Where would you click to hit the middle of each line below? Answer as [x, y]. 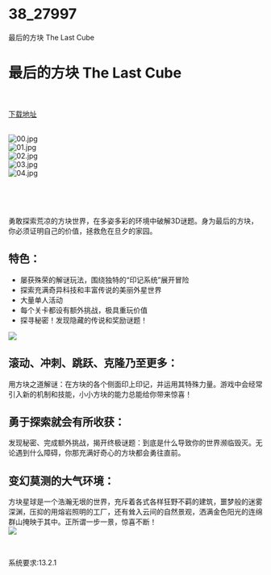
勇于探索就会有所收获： [67, 421]
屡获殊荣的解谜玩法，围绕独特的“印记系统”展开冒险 [104, 280]
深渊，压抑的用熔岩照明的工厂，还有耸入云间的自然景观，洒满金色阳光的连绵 [135, 512]
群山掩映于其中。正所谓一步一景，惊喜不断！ [83, 522]
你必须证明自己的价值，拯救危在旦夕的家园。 [83, 231]
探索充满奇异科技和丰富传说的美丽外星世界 [91, 290]
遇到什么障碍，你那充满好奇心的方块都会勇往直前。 [100, 453]
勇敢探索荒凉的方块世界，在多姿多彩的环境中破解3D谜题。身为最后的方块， [133, 221]
